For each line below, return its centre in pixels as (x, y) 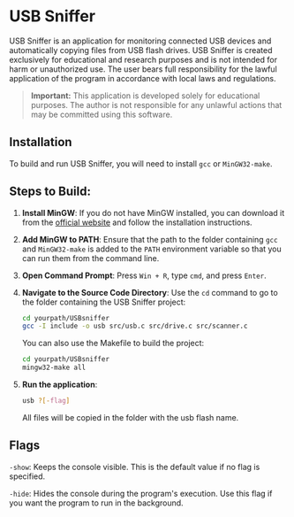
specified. (27, 476)
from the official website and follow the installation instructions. (137, 222)
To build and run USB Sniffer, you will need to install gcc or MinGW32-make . (141, 163)
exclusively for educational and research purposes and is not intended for (143, 59)
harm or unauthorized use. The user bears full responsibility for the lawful (143, 69)
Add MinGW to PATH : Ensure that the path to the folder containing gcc (150, 239)
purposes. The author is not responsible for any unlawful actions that (156, 104)
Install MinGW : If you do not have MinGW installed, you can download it (153, 212)
